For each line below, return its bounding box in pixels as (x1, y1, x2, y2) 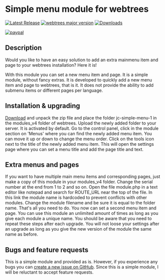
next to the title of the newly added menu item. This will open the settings (5, 141, 154, 147)
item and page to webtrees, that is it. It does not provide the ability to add (5, 82, 154, 88)
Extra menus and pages (5, 160, 79, 169)
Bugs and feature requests (5, 245, 89, 254)
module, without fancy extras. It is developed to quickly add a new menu (5, 77, 153, 82)
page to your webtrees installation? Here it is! (5, 62, 97, 68)
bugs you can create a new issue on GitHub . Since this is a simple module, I (5, 264, 159, 270)
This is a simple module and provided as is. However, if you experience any (5, 259, 158, 265)
